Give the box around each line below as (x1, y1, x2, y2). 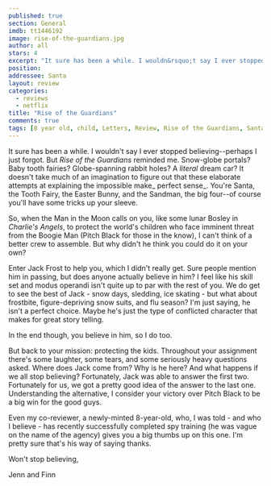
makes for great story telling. (8, 314, 104, 324)
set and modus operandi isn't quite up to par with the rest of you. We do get (8, 280, 261, 290)
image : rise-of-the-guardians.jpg (8, 34, 125, 43)
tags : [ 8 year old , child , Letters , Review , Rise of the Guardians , (8, 124, 244, 132)
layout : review (8, 79, 60, 87)
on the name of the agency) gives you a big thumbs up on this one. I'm (8, 430, 244, 439)
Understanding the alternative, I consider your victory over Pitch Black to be (8, 388, 261, 398)
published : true (8, 11, 63, 20)
